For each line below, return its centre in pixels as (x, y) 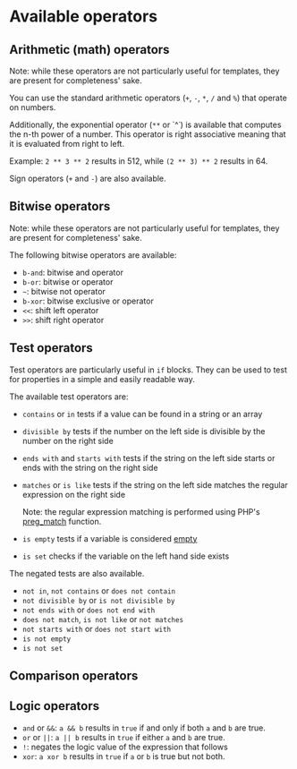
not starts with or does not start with (97, 628)
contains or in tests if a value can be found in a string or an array (142, 414)
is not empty (47, 639)
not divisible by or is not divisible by (98, 600)
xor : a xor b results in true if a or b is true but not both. (123, 756)
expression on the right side (74, 494)
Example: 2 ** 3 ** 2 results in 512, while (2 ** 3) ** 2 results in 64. (139, 161)
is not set (42, 648)
